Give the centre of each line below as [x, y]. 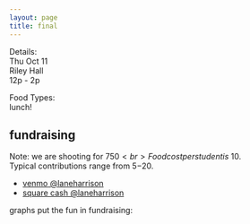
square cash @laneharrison [73, 193]
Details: [23, 51]
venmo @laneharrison [63, 184]
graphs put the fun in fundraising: [71, 211]
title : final [34, 26]
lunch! [21, 107]
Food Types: [32, 97]
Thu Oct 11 [29, 61]
